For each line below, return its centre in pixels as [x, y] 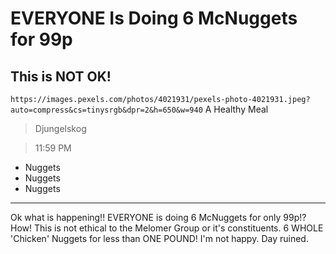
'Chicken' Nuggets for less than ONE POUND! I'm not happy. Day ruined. [159, 238]
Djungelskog [60, 128]
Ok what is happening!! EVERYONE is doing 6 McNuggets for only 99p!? [158, 217]
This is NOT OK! [61, 76]
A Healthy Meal [236, 109]
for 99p [41, 39]
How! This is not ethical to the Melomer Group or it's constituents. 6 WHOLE [167, 228]
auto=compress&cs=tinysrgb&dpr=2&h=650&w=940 [106, 110]
